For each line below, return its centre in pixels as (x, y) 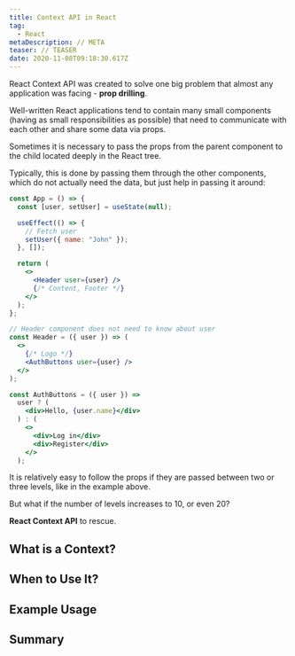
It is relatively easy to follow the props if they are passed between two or (142, 477)
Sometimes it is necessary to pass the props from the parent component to (146, 146)
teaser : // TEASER (43, 51)
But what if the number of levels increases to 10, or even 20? (120, 504)
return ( (33, 264)
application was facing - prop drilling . (78, 93)
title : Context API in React (63, 17)
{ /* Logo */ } (49, 354)
